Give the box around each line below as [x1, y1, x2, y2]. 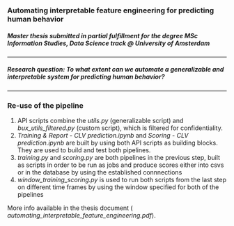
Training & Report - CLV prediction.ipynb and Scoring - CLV [17, 131, 189, 140]
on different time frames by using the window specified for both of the [17, 183, 219, 191]
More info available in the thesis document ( [7, 204, 134, 212]
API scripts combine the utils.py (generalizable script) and [17, 117, 184, 125]
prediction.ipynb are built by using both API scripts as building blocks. [17, 138, 218, 147]
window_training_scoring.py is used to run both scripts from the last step [17, 176, 227, 184]
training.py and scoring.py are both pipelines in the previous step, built [17, 154, 221, 162]
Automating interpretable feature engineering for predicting [7, 6, 214, 15]
